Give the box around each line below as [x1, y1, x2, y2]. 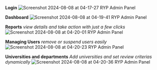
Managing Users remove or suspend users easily [5, 39, 107, 45]
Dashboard [5, 14, 29, 20]
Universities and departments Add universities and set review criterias [5, 54, 152, 60]
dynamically [5, 59, 31, 65]
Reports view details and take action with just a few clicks [5, 24, 126, 30]
